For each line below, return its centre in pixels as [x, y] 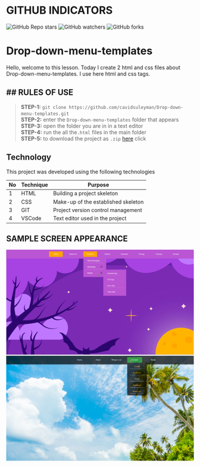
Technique [35, 185]
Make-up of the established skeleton [99, 202]
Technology [29, 158]
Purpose [99, 185]
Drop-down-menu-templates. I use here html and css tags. [78, 74]
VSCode [31, 218]
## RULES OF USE [40, 93]
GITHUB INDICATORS [60, 10]
